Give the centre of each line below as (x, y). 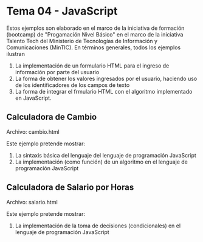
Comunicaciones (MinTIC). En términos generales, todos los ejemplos (94, 47)
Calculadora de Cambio (52, 117)
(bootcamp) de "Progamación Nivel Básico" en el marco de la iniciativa (95, 34)
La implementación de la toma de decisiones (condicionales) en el (98, 226)
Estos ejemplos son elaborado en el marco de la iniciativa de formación (95, 28)
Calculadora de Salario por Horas (70, 188)
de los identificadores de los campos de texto (72, 85)
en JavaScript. (33, 98)
